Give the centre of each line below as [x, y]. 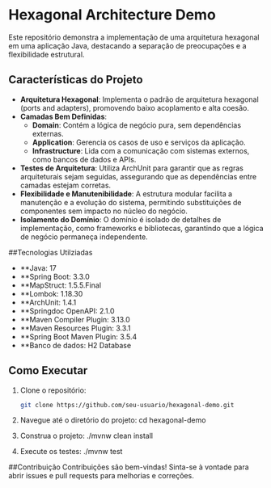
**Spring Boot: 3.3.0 [55, 276]
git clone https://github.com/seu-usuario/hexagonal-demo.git [127, 405]
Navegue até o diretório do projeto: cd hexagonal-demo [113, 420]
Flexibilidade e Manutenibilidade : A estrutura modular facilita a [126, 194]
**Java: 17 [38, 267]
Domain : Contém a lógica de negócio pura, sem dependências [136, 125]
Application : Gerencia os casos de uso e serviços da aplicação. [139, 142]
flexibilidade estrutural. [47, 54]
